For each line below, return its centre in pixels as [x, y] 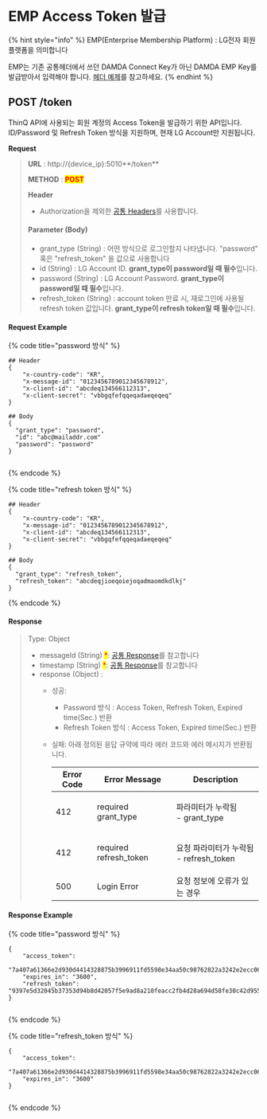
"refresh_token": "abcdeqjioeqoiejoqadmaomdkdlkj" [101, 581]
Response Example [41, 915]
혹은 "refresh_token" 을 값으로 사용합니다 [104, 258]
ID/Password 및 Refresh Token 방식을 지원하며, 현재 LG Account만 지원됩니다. [132, 132]
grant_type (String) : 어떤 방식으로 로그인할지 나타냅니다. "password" [149, 248]
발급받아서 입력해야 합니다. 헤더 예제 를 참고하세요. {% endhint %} [110, 76]
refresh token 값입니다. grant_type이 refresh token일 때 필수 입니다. [147, 308]
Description [215, 780]
